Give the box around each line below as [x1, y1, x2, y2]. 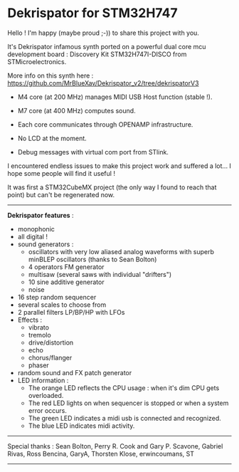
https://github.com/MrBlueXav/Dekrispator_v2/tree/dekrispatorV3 [7, 78, 199, 87]
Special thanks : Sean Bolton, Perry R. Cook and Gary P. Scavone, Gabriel [7, 441, 223, 450]
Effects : [17, 315, 43, 324]
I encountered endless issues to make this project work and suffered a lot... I [7, 162, 231, 170]
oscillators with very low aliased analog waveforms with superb [28, 247, 215, 256]
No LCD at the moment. [17, 134, 87, 142]
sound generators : [17, 240, 74, 248]
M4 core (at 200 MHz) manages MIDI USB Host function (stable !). [17, 93, 213, 101]
